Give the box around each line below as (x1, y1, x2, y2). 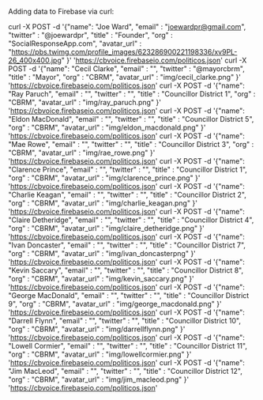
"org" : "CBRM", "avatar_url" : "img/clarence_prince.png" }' (8, 173, 201, 183)
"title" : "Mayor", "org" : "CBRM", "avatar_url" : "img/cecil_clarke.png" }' (8, 73, 242, 81)
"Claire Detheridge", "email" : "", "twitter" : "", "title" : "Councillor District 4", (8, 215, 254, 225)
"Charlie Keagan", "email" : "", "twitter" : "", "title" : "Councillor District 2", (8, 190, 246, 199)
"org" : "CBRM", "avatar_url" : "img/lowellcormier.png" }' (8, 349, 192, 359)
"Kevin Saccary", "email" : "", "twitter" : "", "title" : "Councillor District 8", (8, 266, 244, 275)
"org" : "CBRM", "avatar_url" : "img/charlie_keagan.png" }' (8, 198, 197, 208)
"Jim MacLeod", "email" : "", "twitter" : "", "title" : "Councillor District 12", (8, 367, 243, 375)
